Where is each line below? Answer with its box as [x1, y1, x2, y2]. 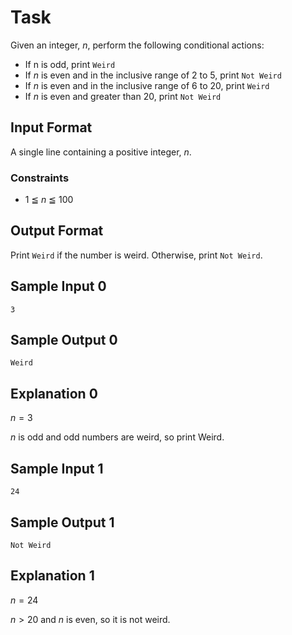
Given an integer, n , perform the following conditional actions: [10, 39, 265, 51]
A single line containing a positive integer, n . [10, 146, 192, 158]
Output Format [10, 222, 104, 240]
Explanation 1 [10, 567, 95, 585]
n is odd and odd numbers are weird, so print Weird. [10, 431, 225, 443]
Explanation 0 [10, 385, 98, 402]
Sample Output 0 [10, 332, 118, 349]
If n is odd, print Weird [24, 58, 116, 70]
